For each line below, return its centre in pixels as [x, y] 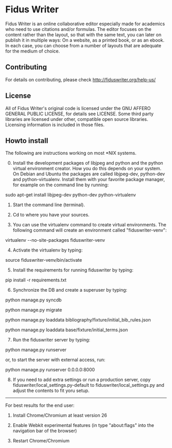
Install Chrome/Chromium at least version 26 [60, 416]
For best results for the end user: [40, 405]
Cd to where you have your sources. [51, 215]
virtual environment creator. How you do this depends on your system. [87, 169]
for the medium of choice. [33, 51]
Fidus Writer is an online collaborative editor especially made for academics [85, 24]
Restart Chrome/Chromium [41, 441]
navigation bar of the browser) [45, 431]
